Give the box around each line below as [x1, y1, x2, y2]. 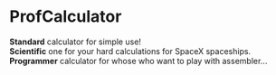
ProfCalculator [9, 6, 122, 27]
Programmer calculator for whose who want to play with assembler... [9, 55, 268, 66]
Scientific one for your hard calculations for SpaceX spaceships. [9, 45, 252, 56]
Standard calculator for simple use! [9, 36, 142, 47]
